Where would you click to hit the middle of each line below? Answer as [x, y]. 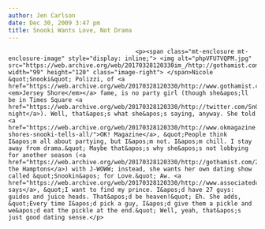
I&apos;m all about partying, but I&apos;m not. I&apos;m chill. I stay [130, 142]
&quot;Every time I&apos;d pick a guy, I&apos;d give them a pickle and [130, 204]
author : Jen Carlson [42, 15]
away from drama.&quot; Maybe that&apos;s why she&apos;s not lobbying [128, 148]
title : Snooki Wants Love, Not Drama [70, 30]
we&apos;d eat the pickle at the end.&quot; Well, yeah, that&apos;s [125, 211]
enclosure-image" [37, 59]
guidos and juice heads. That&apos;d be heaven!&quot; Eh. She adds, [125, 197]
